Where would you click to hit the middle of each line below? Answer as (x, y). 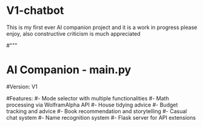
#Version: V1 (22, 86)
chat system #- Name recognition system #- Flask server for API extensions (101, 117)
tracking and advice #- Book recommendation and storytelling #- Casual (97, 111)
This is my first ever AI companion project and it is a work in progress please (102, 27)
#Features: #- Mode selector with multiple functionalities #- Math (88, 98)
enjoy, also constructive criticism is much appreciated (73, 33)
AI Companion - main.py (69, 70)
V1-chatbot (35, 11)
